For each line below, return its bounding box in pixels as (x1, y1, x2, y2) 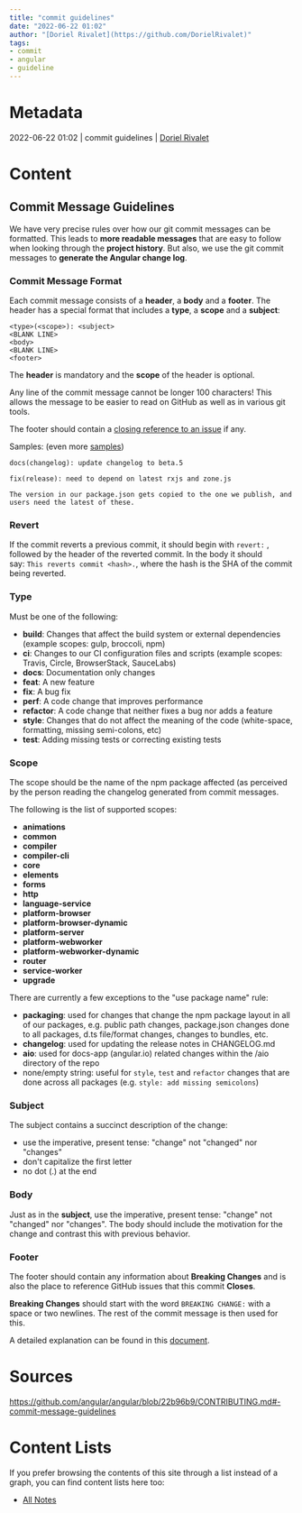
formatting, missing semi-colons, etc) (22, 724, 162, 735)
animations (22, 821, 66, 832)
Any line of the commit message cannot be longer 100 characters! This (9, 387, 272, 398)
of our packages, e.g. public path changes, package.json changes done (22, 1020, 290, 1030)
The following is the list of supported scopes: (9, 804, 178, 814)
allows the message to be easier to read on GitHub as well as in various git (9, 397, 286, 408)
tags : (9, 38, 30, 48)
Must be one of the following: (9, 610, 119, 622)
